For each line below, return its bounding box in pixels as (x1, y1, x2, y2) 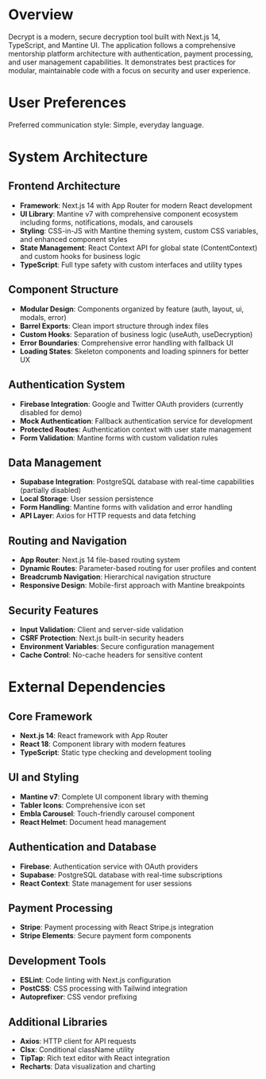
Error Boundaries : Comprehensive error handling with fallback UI (19, 338, 234, 347)
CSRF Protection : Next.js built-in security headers (19, 633, 184, 643)
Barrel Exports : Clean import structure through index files (19, 321, 209, 330)
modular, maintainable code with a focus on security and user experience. (8, 65, 251, 75)
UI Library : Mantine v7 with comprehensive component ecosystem (19, 209, 238, 218)
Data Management (8, 455, 102, 469)
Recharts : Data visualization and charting (19, 1061, 156, 1071)
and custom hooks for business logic (19, 251, 141, 260)
